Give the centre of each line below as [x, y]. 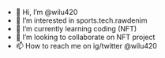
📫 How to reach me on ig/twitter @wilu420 [86, 46]
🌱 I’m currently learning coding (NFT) [76, 29]
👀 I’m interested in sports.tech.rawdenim [81, 20]
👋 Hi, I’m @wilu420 [47, 12]
